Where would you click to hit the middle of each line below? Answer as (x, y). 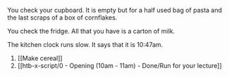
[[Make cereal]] (40, 58)
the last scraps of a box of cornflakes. (62, 17)
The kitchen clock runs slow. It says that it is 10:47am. (85, 44)
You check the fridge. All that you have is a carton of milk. (91, 31)
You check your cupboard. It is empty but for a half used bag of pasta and (115, 10)
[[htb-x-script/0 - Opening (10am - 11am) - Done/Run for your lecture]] (119, 65)
